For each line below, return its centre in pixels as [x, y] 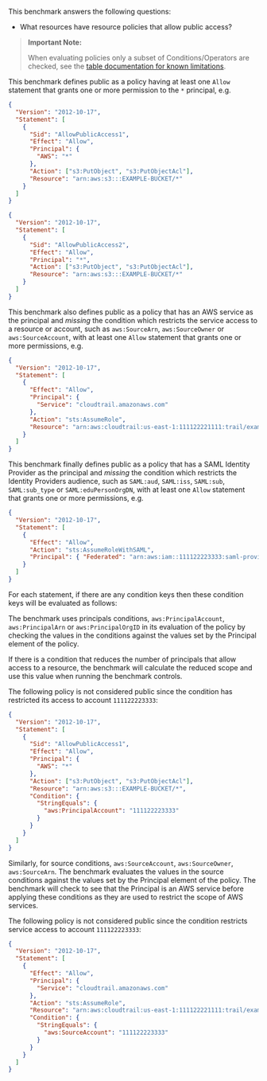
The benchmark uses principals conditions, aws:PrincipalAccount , [116, 618]
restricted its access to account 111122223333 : [83, 700]
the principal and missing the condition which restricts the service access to [133, 320]
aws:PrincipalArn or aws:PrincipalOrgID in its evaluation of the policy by [127, 626]
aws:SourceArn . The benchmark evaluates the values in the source [116, 872]
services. [23, 905]
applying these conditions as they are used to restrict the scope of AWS [126, 897]
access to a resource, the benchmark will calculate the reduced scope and [130, 667]
